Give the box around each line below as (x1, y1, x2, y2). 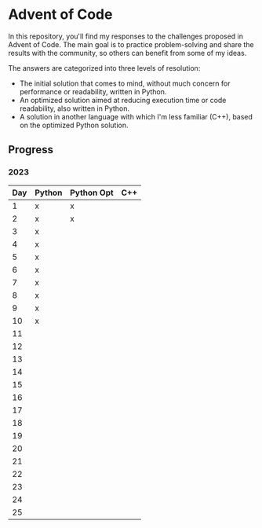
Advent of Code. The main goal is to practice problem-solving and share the (8, 39, 254, 49)
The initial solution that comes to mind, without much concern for (19, 79, 231, 88)
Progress (8, 143, 53, 156)
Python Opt (70, 187, 114, 198)
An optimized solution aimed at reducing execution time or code (19, 95, 227, 104)
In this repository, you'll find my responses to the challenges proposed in (8, 31, 244, 41)
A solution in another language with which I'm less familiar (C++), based (19, 112, 253, 121)
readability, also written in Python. (19, 104, 130, 113)
